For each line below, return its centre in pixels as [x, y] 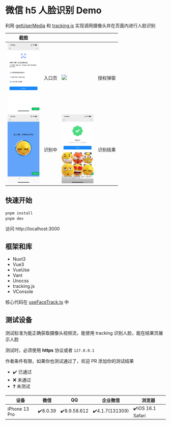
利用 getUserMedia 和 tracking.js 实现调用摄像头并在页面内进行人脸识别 [80, 26]
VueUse [21, 270]
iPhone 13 [18, 409]
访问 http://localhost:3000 [33, 229]
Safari [139, 415]
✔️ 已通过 [22, 372]
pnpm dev [15, 218]
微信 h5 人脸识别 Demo [53, 10]
